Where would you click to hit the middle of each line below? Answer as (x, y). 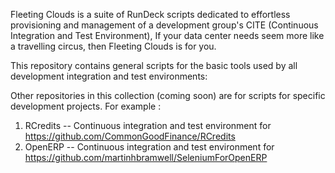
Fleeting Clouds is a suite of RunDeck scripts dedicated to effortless (150, 14)
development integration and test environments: (109, 76)
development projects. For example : (86, 106)
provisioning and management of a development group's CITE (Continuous (164, 25)
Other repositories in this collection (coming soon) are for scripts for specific (168, 95)
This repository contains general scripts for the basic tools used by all (154, 65)
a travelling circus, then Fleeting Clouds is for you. (113, 46)
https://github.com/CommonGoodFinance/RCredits (130, 136)
